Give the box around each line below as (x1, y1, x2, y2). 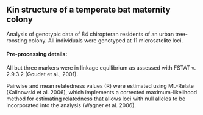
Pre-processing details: (6, 51, 68, 58)
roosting (6, 36, 27, 44)
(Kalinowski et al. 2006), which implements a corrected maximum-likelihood (6, 89, 198, 96)
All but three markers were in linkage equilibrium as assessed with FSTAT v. (6, 64, 196, 71)
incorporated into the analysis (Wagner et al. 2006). (6, 102, 136, 109)
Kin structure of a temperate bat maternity (6, 5, 171, 15)
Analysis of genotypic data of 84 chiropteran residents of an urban (6, 30, 174, 38)
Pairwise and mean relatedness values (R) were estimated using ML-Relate (6, 82, 194, 90)
